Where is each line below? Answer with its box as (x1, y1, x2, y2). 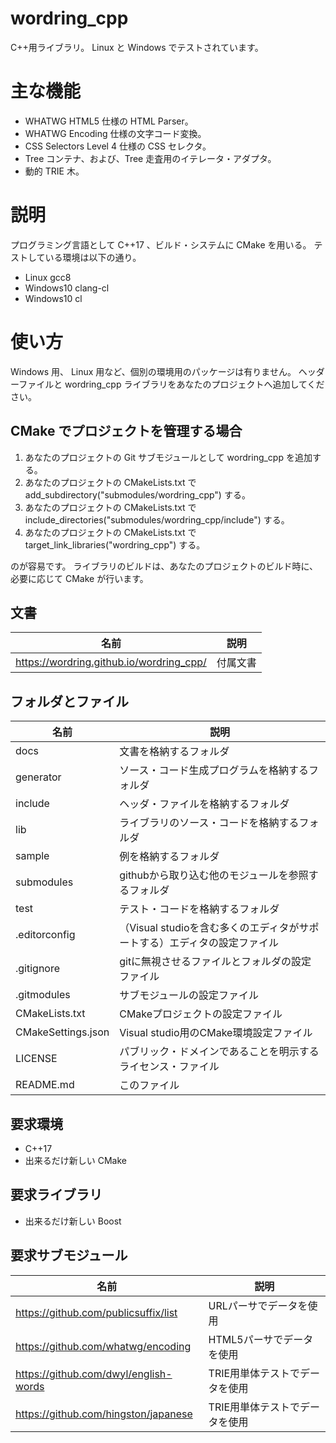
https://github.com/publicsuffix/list (15, 1305, 178, 1319)
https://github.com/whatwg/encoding (15, 1339, 192, 1353)
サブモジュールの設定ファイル (119, 988, 260, 1002)
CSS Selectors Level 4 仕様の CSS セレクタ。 (24, 140, 212, 152)
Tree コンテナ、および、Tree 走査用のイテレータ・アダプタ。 (24, 152, 277, 164)
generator (15, 770, 62, 784)
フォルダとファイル (10, 693, 129, 710)
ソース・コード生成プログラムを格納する (119, 763, 309, 777)
